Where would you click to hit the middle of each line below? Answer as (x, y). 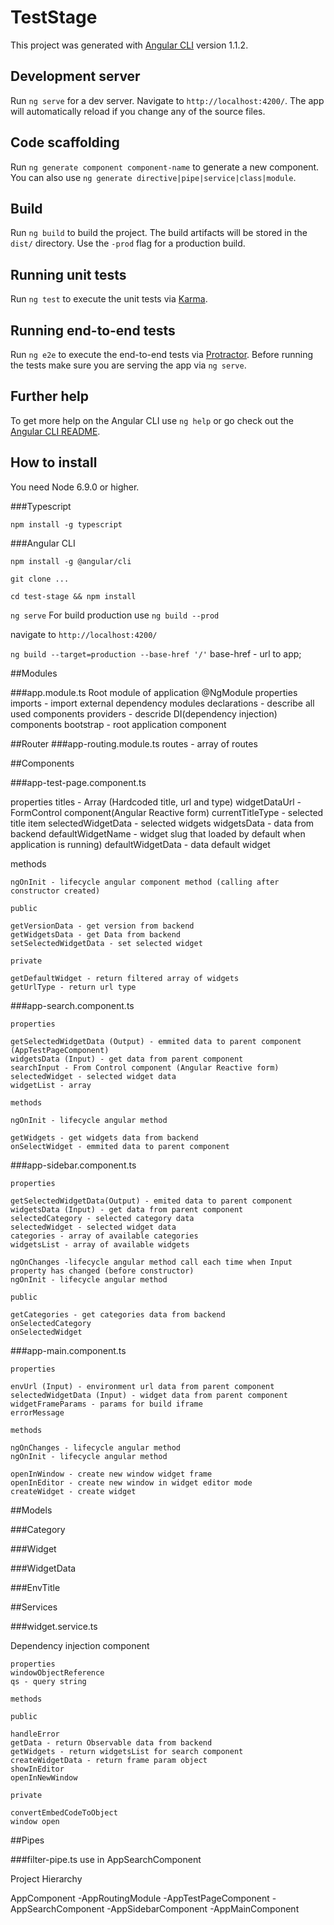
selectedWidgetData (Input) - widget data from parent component (149, 1395)
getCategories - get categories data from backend (118, 1314)
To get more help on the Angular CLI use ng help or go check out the (152, 420)
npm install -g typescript (66, 524)
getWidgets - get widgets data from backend (104, 1137)
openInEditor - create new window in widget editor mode (131, 1482)
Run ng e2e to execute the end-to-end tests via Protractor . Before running (162, 354)
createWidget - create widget (73, 1491)
